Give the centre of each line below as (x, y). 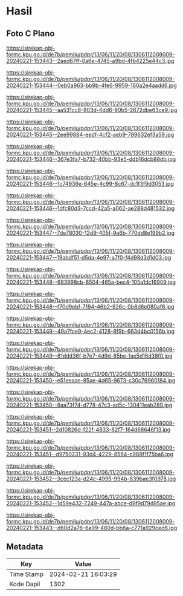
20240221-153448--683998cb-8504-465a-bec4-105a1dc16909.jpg (91, 282)
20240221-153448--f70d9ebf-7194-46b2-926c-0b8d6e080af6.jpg (90, 306)
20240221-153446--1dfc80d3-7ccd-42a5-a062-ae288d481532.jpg (91, 208)
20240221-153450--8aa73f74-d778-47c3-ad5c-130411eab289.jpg (89, 405)
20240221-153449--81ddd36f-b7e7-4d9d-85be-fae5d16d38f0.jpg (89, 356)
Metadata (25, 547)
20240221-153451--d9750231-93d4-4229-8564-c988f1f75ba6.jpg (90, 454)
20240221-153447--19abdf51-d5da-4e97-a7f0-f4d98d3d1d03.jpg (89, 257)
